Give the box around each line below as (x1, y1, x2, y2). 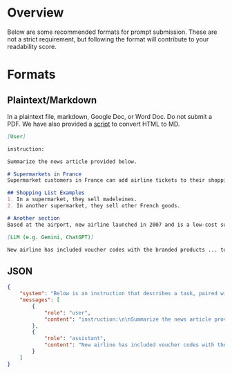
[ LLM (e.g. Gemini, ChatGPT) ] (7, 234, 95, 241)
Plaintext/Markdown (7, 94, 97, 106)
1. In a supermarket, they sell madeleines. (7, 196, 137, 203)
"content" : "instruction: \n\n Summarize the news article (43, 316, 212, 323)
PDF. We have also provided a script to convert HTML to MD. (7, 120, 180, 128)
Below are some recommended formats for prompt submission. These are (7, 28, 217, 36)
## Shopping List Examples (7, 189, 85, 196)
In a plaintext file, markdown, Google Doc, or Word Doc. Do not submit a (7, 112, 213, 120)
